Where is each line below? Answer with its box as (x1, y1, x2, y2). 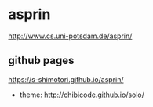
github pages (8, 54, 75, 67)
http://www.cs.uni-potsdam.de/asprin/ (8, 31, 133, 41)
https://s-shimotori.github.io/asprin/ (8, 74, 124, 84)
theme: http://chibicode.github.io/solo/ (19, 90, 145, 99)
